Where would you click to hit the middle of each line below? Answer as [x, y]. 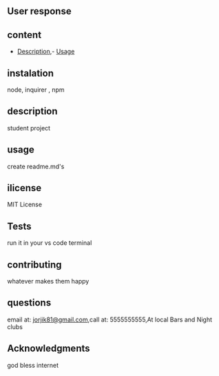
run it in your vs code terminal [50, 243]
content [24, 35]
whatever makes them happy [48, 281]
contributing [34, 265]
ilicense [24, 188]
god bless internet [33, 365]
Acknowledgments [49, 349]
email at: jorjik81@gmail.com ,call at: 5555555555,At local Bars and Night [109, 319]
